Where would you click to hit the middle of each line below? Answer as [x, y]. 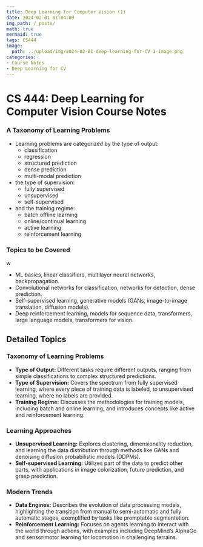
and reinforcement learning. [50, 415]
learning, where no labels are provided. [64, 395]
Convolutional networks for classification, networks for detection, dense [105, 288]
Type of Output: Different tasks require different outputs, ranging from [103, 370]
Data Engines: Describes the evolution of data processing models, [98, 505]
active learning [43, 227]
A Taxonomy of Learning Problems [58, 130]
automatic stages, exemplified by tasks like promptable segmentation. [102, 518]
